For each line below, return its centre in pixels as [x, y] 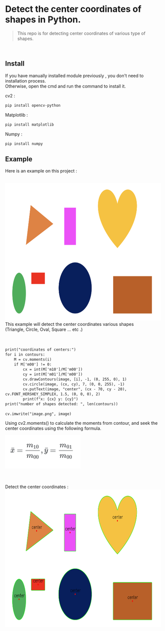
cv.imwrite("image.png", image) [38, 414]
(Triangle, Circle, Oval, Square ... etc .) [44, 329]
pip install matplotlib [30, 125]
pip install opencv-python [33, 105]
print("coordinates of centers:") [41, 350]
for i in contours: [25, 355]
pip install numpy [24, 144]
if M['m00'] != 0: [33, 364]
